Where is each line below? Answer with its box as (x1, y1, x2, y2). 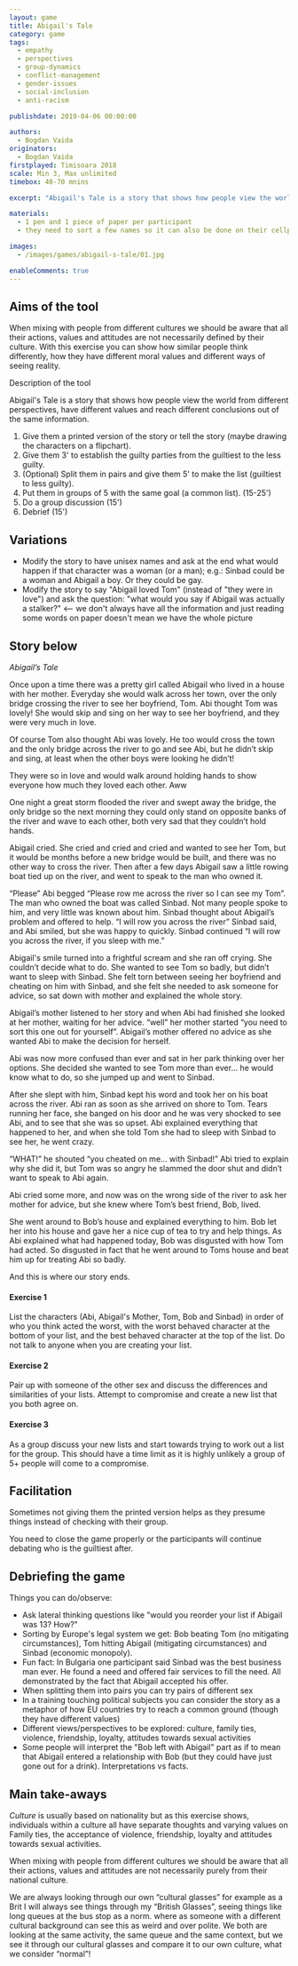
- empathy (17, 46, 53, 55)
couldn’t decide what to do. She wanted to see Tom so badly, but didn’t (9, 962, 270, 972)
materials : (9, 210, 50, 219)
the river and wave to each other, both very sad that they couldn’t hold (9, 815, 267, 827)
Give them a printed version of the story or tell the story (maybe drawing (21, 431, 286, 442)
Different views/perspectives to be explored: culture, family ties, (21, 1723, 257, 1734)
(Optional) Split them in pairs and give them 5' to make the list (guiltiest (21, 468, 282, 480)
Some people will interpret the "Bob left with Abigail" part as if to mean (21, 1742, 281, 1753)
